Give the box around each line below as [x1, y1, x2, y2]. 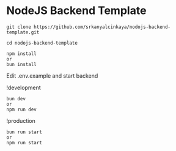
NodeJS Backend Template [6, 4, 147, 18]
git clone [6, 24, 32, 30]
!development [6, 84, 41, 91]
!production [6, 117, 35, 124]
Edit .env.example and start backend [6, 72, 98, 79]
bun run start [6, 129, 43, 135]
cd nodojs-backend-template [6, 40, 78, 46]
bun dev [6, 95, 26, 101]
